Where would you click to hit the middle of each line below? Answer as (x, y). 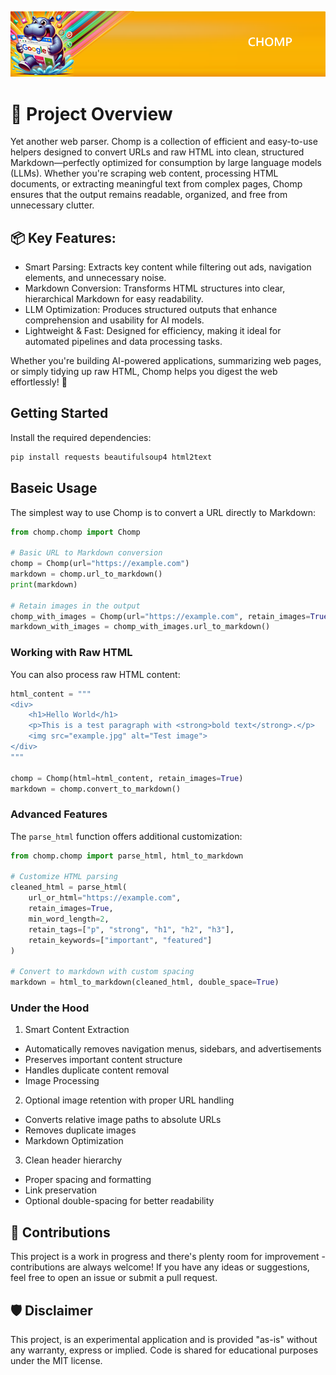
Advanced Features (59, 814)
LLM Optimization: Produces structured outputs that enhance (151, 310)
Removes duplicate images (80, 1130)
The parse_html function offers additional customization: (126, 836)
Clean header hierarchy (73, 1160)
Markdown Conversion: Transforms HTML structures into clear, (155, 288)
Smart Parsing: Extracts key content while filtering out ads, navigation (168, 267)
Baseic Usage (54, 488)
